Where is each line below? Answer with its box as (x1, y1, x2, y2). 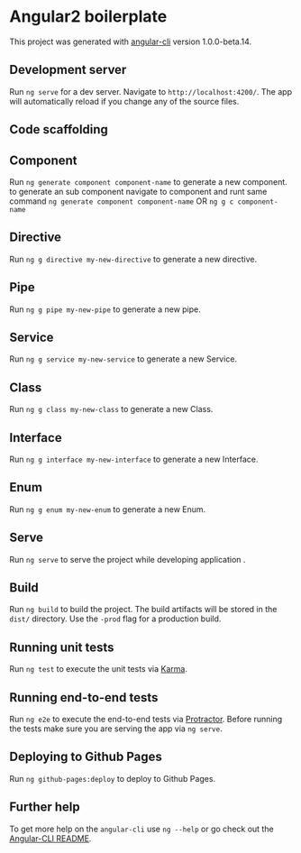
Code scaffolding (9, 122, 108, 137)
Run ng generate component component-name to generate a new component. (9, 176, 288, 187)
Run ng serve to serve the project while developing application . (9, 554, 246, 564)
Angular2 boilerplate (9, 6, 168, 27)
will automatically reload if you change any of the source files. (9, 96, 240, 106)
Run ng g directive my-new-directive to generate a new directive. (9, 253, 258, 264)
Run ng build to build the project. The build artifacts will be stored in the (9, 604, 278, 615)
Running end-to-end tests (9, 690, 159, 705)
